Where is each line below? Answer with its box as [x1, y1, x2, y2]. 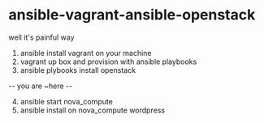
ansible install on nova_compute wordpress [19, 105, 165, 115]
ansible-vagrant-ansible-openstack [8, 6, 256, 24]
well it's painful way [8, 32, 75, 42]
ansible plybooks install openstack [19, 65, 136, 74]
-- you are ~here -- [8, 81, 73, 91]
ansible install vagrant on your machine [19, 48, 152, 57]
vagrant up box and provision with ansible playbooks [19, 57, 197, 66]
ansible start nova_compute [19, 96, 114, 106]
